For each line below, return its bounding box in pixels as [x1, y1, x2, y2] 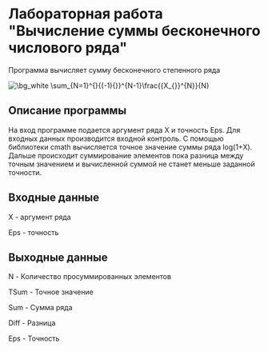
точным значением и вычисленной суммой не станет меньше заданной [8, 159, 255, 169]
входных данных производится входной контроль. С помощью [8, 134, 224, 143]
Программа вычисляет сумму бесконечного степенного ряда [8, 65, 221, 74]
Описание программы [8, 104, 126, 118]
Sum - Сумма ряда [8, 303, 74, 313]
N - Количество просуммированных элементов [8, 272, 172, 281]
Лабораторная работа [8, 5, 164, 23]
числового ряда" [8, 39, 128, 57]
